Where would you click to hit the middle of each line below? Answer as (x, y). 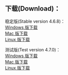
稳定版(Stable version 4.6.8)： (35, 21)
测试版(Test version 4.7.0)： (33, 49)
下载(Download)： (33, 9)
